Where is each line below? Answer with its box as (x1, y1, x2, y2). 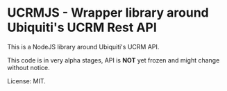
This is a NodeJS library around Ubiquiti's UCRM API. (7, 42, 160, 51)
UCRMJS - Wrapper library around (7, 5, 210, 21)
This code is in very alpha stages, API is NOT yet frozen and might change (7, 56, 220, 64)
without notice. (7, 63, 50, 72)
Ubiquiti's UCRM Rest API (7, 19, 158, 35)
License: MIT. (7, 76, 47, 85)
